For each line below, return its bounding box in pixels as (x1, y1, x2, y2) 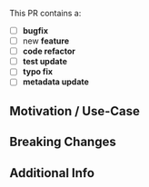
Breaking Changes (9, 134, 116, 150)
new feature (22, 35, 70, 46)
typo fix (22, 66, 53, 77)
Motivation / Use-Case (9, 103, 141, 119)
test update (22, 56, 68, 67)
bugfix (22, 25, 48, 35)
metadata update (22, 76, 89, 87)
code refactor (22, 45, 75, 57)
